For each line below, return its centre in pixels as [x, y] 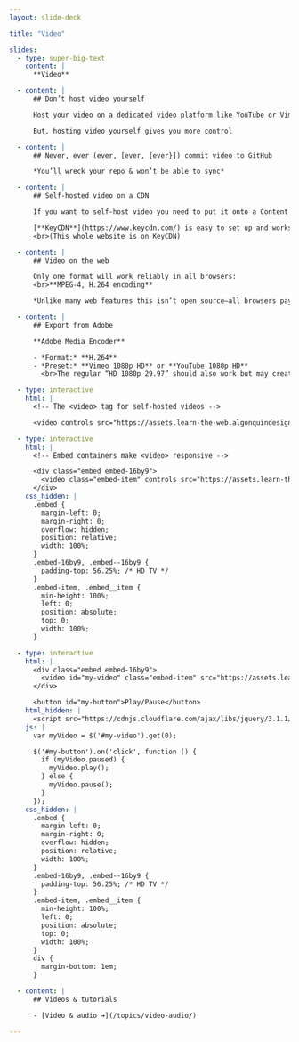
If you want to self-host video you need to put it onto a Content [161, 212]
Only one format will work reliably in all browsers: [135, 277]
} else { [57, 777]
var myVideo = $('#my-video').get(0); [105, 736]
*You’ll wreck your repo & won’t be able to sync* [129, 171]
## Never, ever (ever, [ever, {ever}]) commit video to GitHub [153, 155]
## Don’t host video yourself [89, 99]
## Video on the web [71, 260]
